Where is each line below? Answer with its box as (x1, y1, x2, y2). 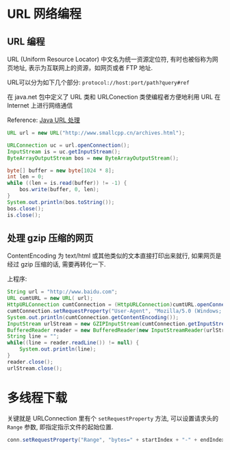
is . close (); (7, 212, 41, 218)
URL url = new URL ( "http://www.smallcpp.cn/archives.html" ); (7, 129, 186, 136)
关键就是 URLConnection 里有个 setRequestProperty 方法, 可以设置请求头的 (7, 414, 219, 422)
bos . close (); (7, 205, 44, 212)
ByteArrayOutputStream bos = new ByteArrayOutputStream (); (7, 155, 179, 162)
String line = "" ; (7, 333, 60, 340)
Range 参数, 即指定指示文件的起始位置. (7, 423, 114, 431)
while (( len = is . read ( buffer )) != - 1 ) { (7, 179, 127, 187)
